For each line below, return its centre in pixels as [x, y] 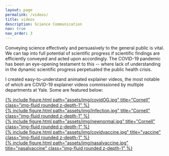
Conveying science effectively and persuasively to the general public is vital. [85, 48]
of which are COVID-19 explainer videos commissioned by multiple [74, 85]
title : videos [20, 19]
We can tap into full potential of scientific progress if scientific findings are [82, 53]
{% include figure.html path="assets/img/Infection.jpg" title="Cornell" [78, 110]
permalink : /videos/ [27, 15]
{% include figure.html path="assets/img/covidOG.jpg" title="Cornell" [78, 100]
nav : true [16, 29]
